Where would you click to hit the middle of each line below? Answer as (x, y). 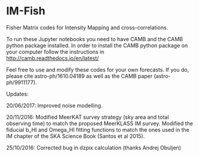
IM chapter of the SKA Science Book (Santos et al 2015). (76, 136)
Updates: (17, 94)
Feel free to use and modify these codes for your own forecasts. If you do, (98, 69)
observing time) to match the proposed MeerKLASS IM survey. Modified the (99, 123)
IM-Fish (26, 11)
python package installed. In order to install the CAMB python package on (97, 45)
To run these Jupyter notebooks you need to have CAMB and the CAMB (95, 39)
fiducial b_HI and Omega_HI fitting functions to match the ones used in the (98, 130)
